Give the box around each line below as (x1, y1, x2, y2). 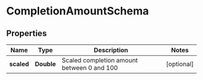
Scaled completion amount (62, 56, 138, 64)
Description (93, 46, 129, 54)
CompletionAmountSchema (6, 4, 149, 18)
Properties (6, 28, 47, 38)
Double (34, 60, 56, 68)
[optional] (166, 60, 194, 68)
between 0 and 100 (62, 64, 118, 72)
